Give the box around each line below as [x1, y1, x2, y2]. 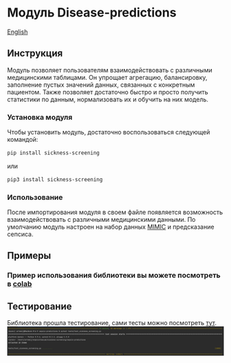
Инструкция [7, 48, 63, 59]
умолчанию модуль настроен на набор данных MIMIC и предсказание [7, 222, 214, 231]
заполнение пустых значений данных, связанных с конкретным [7, 81, 195, 89]
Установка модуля [7, 112, 73, 122]
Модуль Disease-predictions [7, 5, 177, 21]
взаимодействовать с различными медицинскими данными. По [7, 216, 196, 224]
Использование [7, 192, 63, 202]
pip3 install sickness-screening [7, 176, 103, 183]
